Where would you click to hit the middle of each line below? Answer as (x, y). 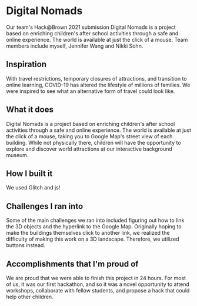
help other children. (30, 297)
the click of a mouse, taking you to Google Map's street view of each (89, 136)
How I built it (29, 173)
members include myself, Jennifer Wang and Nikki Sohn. (75, 46)
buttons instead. (26, 245)
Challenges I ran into (45, 206)
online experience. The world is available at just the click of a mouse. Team (97, 39)
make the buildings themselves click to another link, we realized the (88, 233)
